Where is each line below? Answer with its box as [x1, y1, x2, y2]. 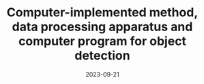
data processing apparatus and [12, 19, 193, 35]
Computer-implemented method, [6, 5, 199, 20]
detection [74, 48, 130, 64]
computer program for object [18, 34, 187, 49]
